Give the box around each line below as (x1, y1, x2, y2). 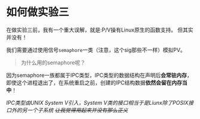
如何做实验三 (6, 5, 70, 19)
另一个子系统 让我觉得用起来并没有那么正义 (21, 107, 128, 114)
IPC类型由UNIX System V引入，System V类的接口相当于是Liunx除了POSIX (6, 99, 189, 106)
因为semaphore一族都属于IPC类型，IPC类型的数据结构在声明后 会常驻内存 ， (6, 71, 192, 79)
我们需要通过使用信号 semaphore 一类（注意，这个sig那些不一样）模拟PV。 (6, 46, 186, 54)
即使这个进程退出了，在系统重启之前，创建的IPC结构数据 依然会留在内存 (6, 79, 182, 86)
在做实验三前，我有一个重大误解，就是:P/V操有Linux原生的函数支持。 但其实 (6, 26, 194, 33)
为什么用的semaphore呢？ (20, 59, 85, 66)
